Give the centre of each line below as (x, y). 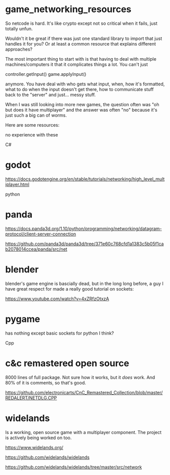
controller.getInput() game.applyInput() (46, 74)
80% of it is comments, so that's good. (46, 383)
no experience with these (32, 134)
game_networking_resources (68, 9)
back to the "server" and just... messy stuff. (51, 94)
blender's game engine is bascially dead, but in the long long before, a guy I (84, 283)
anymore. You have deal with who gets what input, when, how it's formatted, (85, 84)
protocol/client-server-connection (41, 234)
